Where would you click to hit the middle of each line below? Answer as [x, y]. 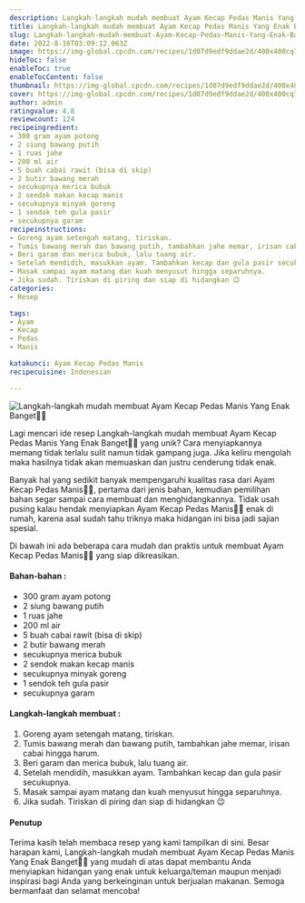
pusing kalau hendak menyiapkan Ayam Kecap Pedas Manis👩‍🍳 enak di [142, 508]
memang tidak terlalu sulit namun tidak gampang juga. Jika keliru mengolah [151, 452]
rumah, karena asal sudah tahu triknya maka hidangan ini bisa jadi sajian [144, 518]
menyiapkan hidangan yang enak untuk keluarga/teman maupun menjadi [145, 872]
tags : [20, 313]
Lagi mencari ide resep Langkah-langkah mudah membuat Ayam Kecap [143, 433]
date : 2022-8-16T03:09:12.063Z [69, 43]
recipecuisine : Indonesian [60, 372]
